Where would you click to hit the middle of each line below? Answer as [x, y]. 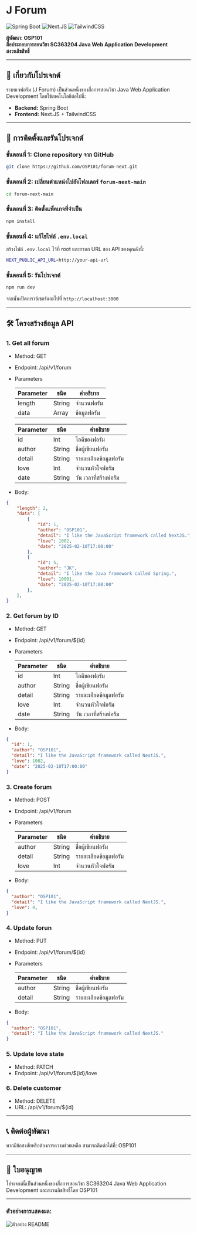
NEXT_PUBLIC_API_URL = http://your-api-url [57, 260]
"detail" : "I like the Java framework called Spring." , [107, 574]
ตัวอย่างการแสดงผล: [29, 1211]
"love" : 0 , [25, 907]
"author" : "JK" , [57, 568]
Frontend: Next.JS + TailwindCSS [55, 114]
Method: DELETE [35, 1101]
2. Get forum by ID [33, 616]
